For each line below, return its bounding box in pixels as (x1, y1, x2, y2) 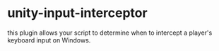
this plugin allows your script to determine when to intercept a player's (7, 28, 213, 37)
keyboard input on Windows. (7, 35, 91, 44)
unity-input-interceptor (7, 5, 148, 21)
